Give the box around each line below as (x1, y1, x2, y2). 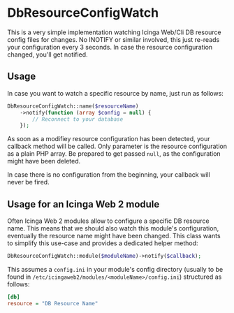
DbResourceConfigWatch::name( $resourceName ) (7, 103, 139, 110)
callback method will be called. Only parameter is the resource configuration (7, 142, 228, 151)
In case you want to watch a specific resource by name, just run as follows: (7, 89, 224, 97)
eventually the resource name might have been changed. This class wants (7, 232, 221, 240)
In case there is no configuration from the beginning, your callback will (7, 170, 211, 179)
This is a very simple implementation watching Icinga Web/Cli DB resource (7, 28, 221, 36)
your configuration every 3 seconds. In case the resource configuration (7, 43, 213, 51)
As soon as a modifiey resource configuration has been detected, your (7, 135, 211, 143)
